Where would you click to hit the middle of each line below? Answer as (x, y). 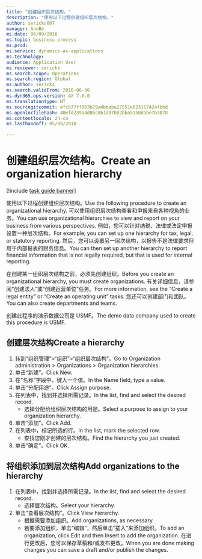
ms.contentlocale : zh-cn (37, 118)
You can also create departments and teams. (62, 303)
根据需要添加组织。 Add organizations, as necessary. (89, 520)
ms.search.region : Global (38, 79)
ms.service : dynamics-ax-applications (55, 51)
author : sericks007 (31, 23)
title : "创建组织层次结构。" (38, 12)
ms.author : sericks (31, 85)
